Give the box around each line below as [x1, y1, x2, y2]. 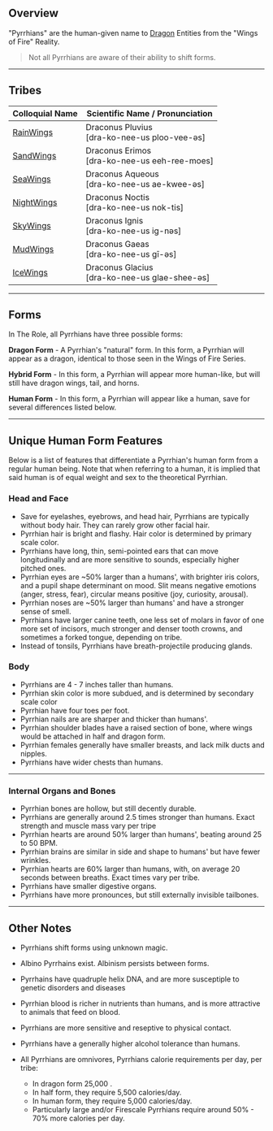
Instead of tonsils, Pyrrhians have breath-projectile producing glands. [19, 641, 253, 651]
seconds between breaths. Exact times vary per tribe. [19, 873, 201, 882]
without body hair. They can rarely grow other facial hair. [19, 520, 210, 530]
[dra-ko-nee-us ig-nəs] [85, 225, 182, 236]
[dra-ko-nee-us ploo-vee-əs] [85, 132, 206, 143]
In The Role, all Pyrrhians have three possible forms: [8, 329, 183, 340]
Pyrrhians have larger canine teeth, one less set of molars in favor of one [19, 615, 265, 625]
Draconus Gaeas [85, 238, 149, 249]
